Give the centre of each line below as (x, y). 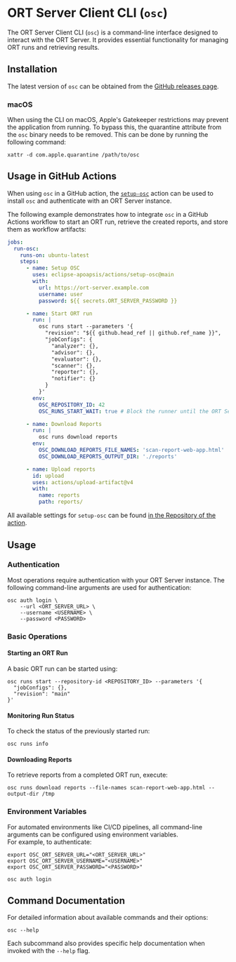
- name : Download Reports (64, 424)
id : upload (48, 476)
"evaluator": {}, (77, 359)
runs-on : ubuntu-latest (55, 255)
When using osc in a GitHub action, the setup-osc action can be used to (111, 193)
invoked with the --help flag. (49, 951)
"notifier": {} (74, 379)
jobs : (15, 242)
